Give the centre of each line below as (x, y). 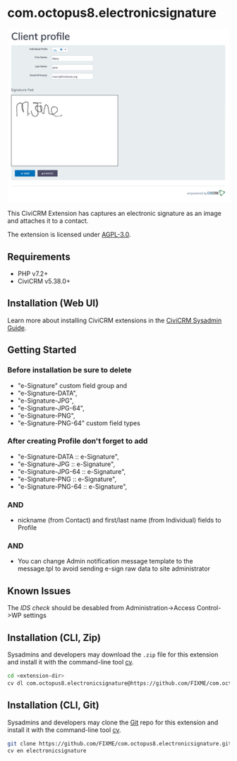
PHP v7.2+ (32, 274)
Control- (209, 608)
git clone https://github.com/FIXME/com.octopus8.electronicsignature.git (120, 743)
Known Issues (39, 591)
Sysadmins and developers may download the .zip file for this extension (113, 655)
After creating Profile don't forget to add (78, 441)
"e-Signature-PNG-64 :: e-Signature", (72, 486)
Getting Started (42, 350)
